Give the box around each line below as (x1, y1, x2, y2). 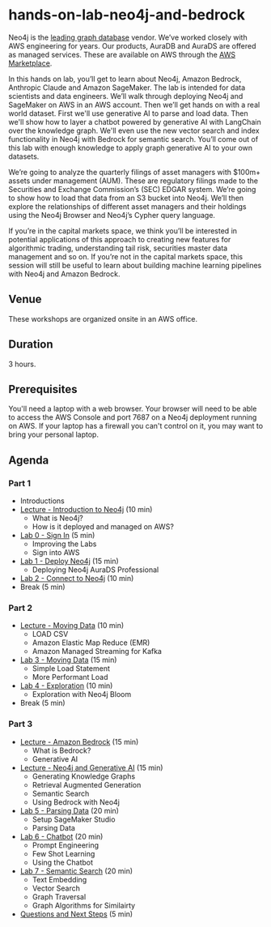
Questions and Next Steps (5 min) (19, 909, 133, 919)
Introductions (19, 496, 65, 506)
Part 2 (8, 602, 33, 613)
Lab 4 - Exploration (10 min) (19, 681, 113, 690)
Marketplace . (8, 58, 53, 68)
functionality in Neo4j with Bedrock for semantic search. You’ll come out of (8, 134, 259, 143)
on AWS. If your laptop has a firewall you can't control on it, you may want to (8, 421, 264, 431)
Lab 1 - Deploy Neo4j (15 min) (19, 557, 119, 566)
